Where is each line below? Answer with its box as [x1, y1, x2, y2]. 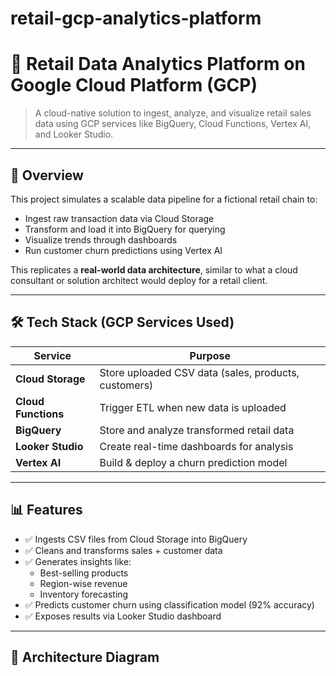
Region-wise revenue [39, 577, 128, 589]
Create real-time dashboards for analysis [99, 439, 294, 453]
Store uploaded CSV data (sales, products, [99, 365, 300, 379]
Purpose [189, 348, 231, 362]
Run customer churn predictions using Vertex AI [24, 244, 223, 256]
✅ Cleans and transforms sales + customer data [24, 544, 223, 556]
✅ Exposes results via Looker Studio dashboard [24, 610, 222, 622]
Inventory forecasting [39, 588, 129, 600]
